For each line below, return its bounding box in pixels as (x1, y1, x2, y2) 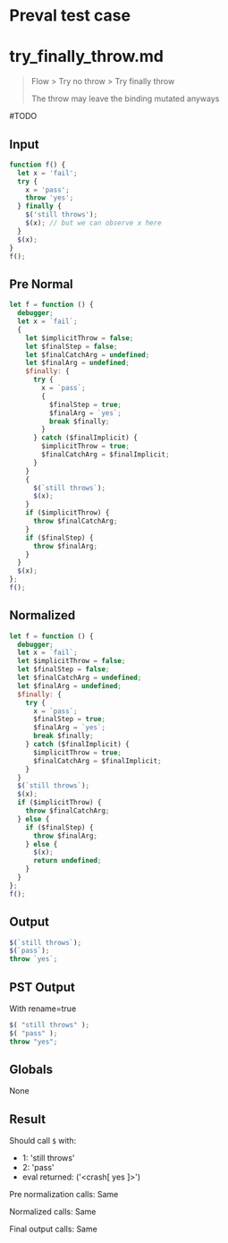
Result (9, 1111, 46, 1127)
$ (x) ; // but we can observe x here (25, 218, 163, 228)
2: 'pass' (21, 1162, 55, 1173)
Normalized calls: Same (9, 1206, 97, 1217)
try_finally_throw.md (9, 47, 164, 67)
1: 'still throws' (21, 1153, 75, 1163)
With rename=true (9, 1003, 77, 1014)
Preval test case (9, 5, 131, 26)
